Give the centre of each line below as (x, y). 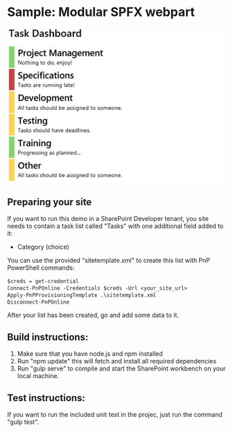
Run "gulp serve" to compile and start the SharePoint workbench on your (121, 368)
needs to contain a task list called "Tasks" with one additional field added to (115, 226)
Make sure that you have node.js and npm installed (90, 354)
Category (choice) (43, 247)
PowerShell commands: (41, 268)
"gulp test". (23, 422)
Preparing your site (50, 202)
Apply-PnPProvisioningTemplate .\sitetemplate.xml (82, 295)
